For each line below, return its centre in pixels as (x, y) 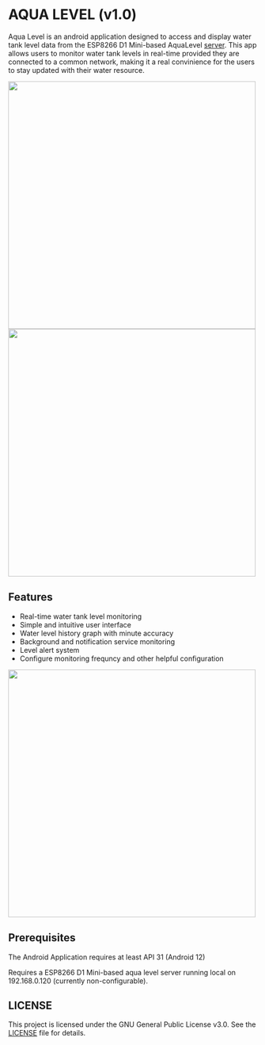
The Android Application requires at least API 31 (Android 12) (107, 957)
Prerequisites (42, 938)
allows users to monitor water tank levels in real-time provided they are (124, 53)
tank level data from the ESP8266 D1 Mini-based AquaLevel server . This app (132, 44)
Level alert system (49, 650)
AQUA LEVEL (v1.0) (72, 15)
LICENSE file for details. (47, 1033)
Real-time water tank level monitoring (81, 616)
